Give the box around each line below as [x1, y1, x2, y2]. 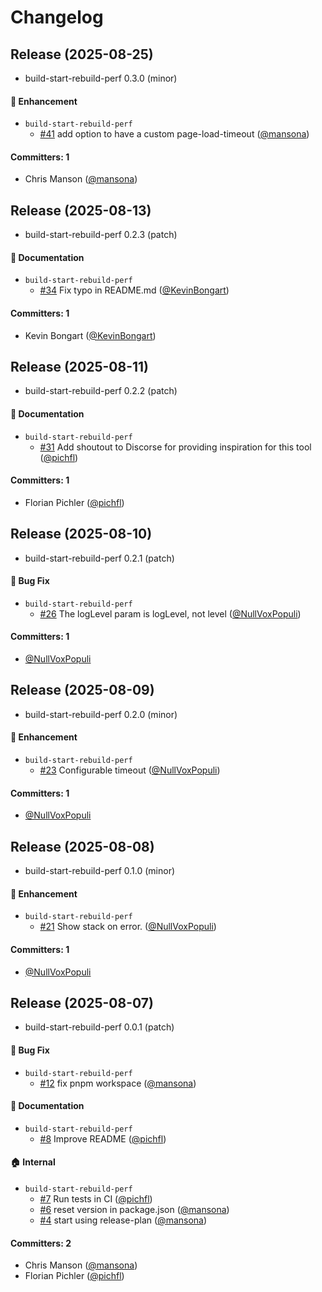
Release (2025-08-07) [10, 994, 154, 1011]
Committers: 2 [10, 1237, 72, 1249]
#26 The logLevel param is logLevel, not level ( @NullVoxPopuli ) [39, 607, 302, 620]
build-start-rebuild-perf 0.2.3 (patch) [24, 229, 178, 241]
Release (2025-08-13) [10, 202, 152, 219]
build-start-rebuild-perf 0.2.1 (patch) [24, 552, 175, 564]
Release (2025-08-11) [10, 359, 149, 376]
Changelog [10, 6, 104, 29]
